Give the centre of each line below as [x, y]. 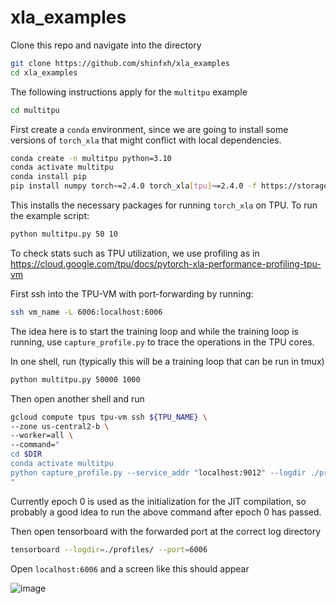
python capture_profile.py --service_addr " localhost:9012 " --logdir [158, 472]
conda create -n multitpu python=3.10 [91, 158]
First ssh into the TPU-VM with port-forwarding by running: [132, 293]
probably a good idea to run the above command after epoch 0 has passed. [166, 512]
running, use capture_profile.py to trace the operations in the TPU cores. [162, 342]
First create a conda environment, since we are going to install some [149, 129]
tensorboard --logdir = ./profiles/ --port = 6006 [109, 549]
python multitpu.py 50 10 [64, 234]
